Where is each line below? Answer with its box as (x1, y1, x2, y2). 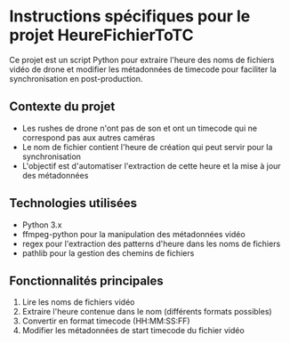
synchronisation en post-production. (9, 73, 143, 84)
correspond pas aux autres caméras (21, 132, 156, 143)
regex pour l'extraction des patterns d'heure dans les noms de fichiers (21, 238, 281, 249)
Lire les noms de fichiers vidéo (21, 297, 135, 307)
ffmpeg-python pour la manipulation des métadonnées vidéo (21, 228, 246, 239)
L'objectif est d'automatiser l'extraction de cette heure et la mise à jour (21, 160, 282, 171)
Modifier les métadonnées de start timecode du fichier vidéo (21, 325, 245, 336)
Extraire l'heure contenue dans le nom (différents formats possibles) (21, 307, 273, 317)
